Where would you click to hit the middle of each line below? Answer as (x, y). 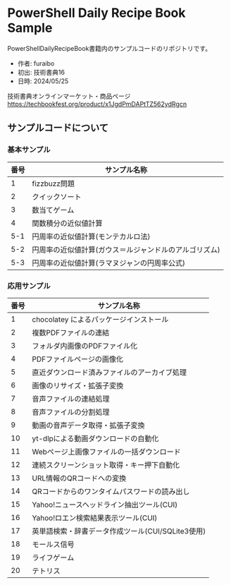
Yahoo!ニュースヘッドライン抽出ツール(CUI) (105, 505)
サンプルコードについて (58, 128)
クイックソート (57, 197)
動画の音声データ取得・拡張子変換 (89, 425)
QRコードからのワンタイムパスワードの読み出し (111, 491)
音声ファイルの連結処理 (71, 399)
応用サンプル (29, 286)
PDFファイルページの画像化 (77, 359)
